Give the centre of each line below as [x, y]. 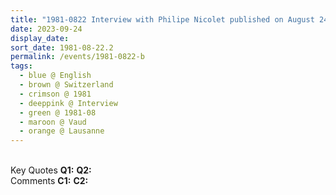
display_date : [40, 38]
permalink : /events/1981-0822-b [77, 57]
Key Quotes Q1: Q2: [51, 170]
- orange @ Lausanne [62, 131]
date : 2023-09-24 [46, 29]
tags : [21, 66]
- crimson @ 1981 [55, 94]
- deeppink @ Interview [68, 103]
